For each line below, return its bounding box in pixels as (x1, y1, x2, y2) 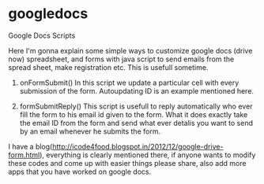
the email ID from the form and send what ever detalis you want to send (19, 118, 253, 127)
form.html (8, 150, 40, 160)
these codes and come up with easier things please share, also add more (8, 158, 247, 167)
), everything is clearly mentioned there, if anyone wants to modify (39, 150, 256, 160)
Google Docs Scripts (8, 31, 76, 40)
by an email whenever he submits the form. (19, 127, 160, 136)
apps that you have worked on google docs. (8, 167, 152, 176)
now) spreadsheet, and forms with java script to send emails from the (8, 54, 235, 64)
